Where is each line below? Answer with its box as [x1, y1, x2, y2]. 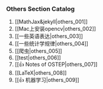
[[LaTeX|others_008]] [14, 69, 67, 77]
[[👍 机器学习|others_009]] [14, 77, 79, 84]
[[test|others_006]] [14, 54, 61, 61]
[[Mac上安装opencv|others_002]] [14, 26, 96, 33]
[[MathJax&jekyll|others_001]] [14, 18, 88, 26]
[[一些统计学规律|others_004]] [14, 40, 89, 47]
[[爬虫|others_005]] [14, 47, 62, 55]
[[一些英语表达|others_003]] [14, 33, 83, 40]
